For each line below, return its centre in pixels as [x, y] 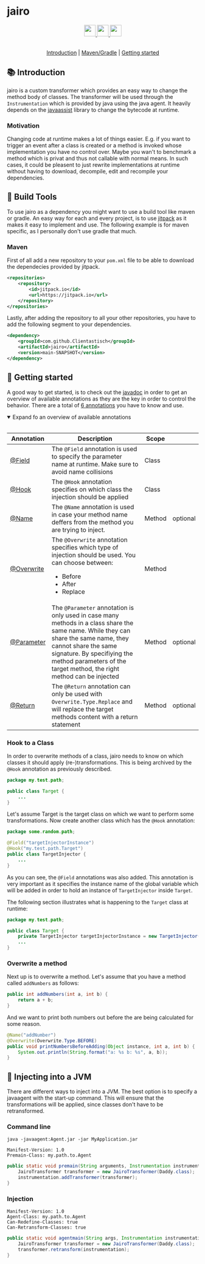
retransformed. [26, 1111]
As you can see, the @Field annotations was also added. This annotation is [100, 877]
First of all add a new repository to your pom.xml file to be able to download [100, 260]
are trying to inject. [78, 529]
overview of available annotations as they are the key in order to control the [102, 399]
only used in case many [85, 615]
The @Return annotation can [91, 686]
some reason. [24, 1023]
